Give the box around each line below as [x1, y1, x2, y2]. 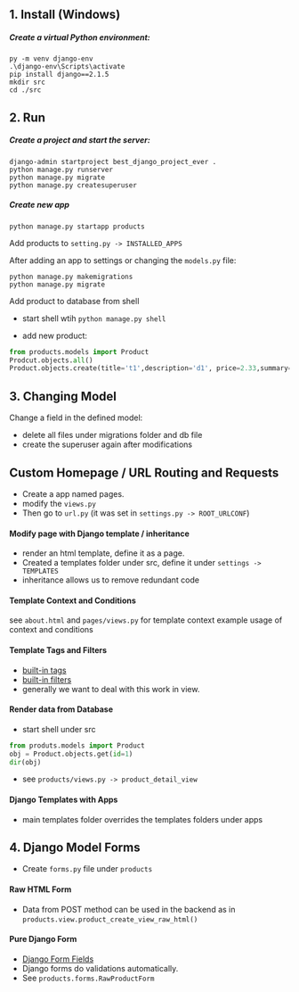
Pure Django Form [9, 934, 77, 945]
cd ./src [9, 86, 42, 95]
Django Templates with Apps [9, 794, 118, 805]
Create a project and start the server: [9, 135, 151, 145]
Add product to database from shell [9, 295, 140, 306]
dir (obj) [9, 757, 42, 766]
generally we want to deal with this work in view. [21, 683, 200, 694]
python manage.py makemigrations [9, 272, 133, 281]
